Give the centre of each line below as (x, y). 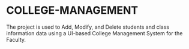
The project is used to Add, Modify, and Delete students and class (88, 27)
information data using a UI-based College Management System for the (94, 33)
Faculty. (16, 39)
